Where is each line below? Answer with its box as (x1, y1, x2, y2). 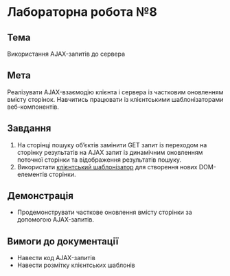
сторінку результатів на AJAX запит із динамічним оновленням (16, 148, 203, 156)
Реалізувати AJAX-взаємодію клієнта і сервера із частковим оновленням (7, 87, 224, 96)
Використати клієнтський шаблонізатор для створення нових (16, 162, 198, 171)
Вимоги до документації (7, 235, 119, 247)
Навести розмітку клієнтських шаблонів (16, 261, 135, 269)
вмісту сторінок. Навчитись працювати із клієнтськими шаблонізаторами (7, 95, 224, 103)
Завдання (7, 123, 51, 134)
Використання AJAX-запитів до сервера (7, 50, 126, 58)
